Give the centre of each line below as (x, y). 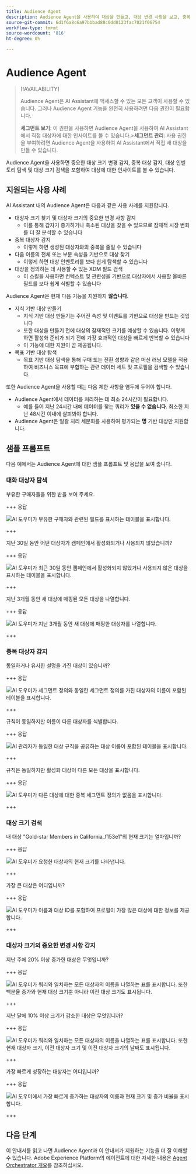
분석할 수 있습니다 (62, 232)
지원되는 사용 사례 (36, 190)
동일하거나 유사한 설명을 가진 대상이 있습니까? (58, 665)
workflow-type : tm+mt (32, 28)
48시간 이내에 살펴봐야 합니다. (64, 414)
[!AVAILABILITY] (40, 89)
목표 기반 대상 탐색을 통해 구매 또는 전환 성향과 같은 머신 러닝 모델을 (100, 359)
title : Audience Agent (34, 11)
